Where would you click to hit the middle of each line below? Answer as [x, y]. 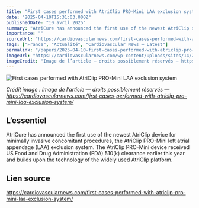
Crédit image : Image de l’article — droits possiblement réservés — [88, 89]
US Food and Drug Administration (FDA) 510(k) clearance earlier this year [96, 154]
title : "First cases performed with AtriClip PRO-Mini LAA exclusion [94, 12]
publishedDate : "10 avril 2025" [46, 22]
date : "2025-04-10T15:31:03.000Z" [49, 17]
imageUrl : [18, 56]
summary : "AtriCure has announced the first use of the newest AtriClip [98, 28]
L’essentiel [26, 120]
